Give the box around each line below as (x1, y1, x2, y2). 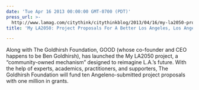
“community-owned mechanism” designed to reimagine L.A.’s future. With (6, 59, 187, 66)
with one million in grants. (6, 78, 69, 85)
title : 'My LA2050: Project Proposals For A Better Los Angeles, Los (6, 25, 182, 31)
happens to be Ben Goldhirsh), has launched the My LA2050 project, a (6, 52, 179, 59)
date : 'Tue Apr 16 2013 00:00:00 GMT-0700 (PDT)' (6, 8, 131, 15)
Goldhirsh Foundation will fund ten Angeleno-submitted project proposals (6, 71, 185, 78)
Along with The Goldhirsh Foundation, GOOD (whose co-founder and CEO (6, 46, 187, 54)
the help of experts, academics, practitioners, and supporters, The (6, 65, 169, 72)
